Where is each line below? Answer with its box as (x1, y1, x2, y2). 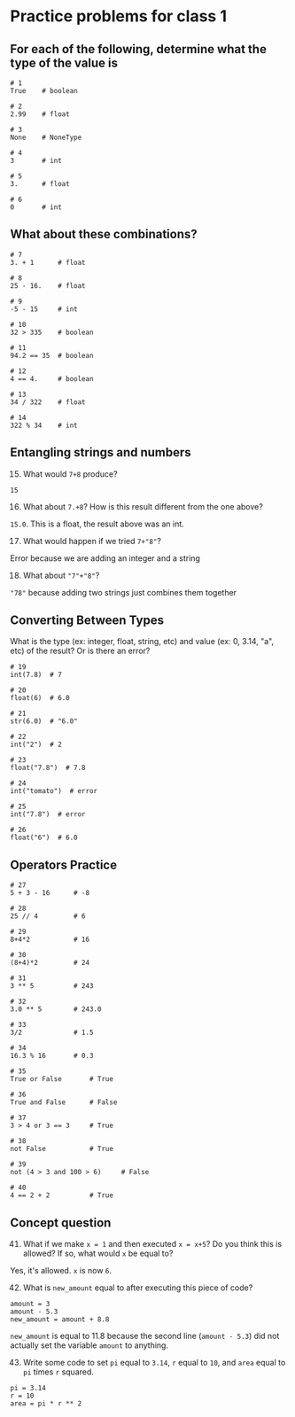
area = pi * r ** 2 (10, 1399, 82, 1408)
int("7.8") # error (10, 810, 87, 819)
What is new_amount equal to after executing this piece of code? (22, 1282, 253, 1293)
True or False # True (10, 1075, 114, 1084)
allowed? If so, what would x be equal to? (22, 1248, 174, 1259)
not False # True (10, 1145, 114, 1154)
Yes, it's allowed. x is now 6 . (10, 1265, 112, 1276)
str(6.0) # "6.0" (10, 717, 78, 726)
